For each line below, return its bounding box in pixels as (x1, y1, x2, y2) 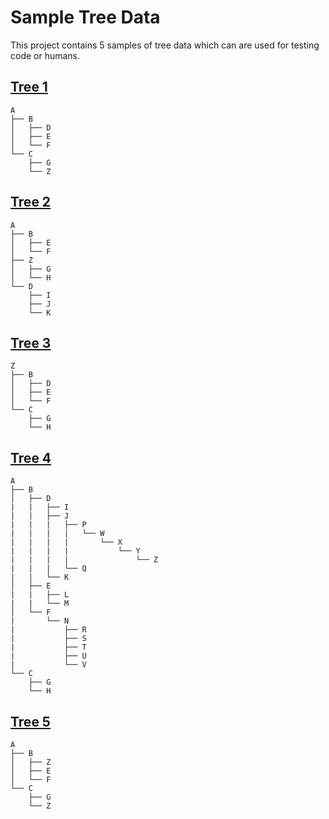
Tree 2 (10, 194, 52, 211)
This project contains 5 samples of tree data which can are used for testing (10, 39, 320, 51)
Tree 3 (10, 334, 52, 351)
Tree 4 (10, 449, 52, 466)
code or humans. (10, 49, 81, 61)
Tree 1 (10, 79, 48, 96)
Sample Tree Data (10, 6, 161, 29)
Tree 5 (10, 713, 51, 730)
